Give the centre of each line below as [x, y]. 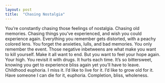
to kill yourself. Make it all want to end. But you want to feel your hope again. [83, 54]
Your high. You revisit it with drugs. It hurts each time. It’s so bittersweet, [79, 59]
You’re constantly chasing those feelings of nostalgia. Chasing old [72, 28]
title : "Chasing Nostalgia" [35, 14]
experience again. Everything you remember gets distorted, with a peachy [81, 39]
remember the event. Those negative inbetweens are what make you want [81, 49]
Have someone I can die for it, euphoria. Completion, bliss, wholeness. [77, 75]
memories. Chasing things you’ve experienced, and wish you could [73, 33]
